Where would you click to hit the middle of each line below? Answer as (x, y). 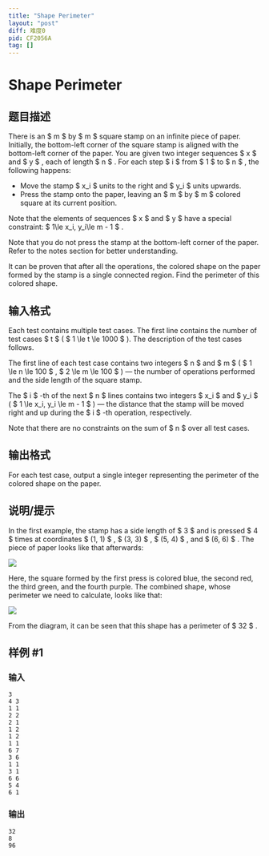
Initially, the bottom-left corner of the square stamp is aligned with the (123, 145)
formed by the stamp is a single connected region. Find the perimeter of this (134, 275)
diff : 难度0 (27, 30)
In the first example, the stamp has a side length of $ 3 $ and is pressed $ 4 (133, 530)
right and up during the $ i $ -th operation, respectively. (100, 412)
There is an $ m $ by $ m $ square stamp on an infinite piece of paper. (125, 136)
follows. (21, 347)
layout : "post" (34, 23)
